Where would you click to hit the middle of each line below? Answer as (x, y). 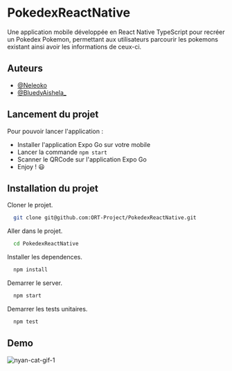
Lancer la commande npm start (62, 152)
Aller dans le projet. (35, 231)
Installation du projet (53, 188)
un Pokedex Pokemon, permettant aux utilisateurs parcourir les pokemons (113, 39)
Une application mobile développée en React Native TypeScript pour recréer (116, 32)
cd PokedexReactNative (46, 244)
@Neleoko (32, 85)
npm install (31, 270)
